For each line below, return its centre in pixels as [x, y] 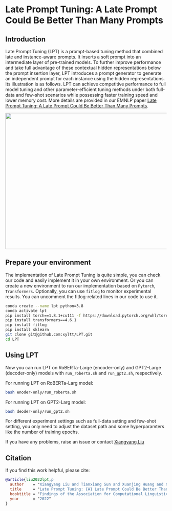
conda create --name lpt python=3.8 [44, 306]
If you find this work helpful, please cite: [48, 470]
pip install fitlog [26, 325]
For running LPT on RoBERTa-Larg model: [49, 383]
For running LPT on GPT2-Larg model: [46, 402]
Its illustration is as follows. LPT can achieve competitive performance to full [86, 84]
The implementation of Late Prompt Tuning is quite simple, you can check [83, 275]
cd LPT [12, 339]
